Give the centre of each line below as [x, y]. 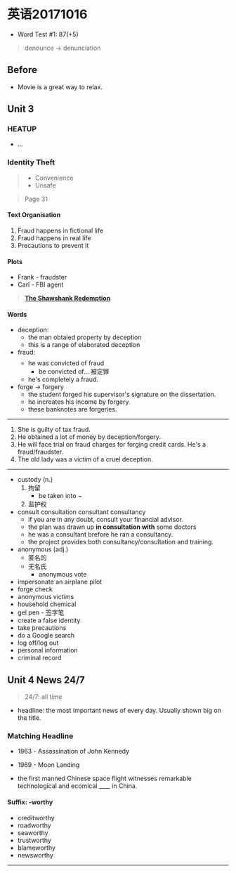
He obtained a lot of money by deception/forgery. [89, 437]
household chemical [47, 604]
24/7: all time [43, 697]
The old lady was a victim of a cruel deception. [85, 459]
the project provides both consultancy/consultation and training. [121, 542]
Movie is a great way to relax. [60, 87]
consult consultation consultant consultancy [81, 512]
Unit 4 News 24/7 [46, 680]
